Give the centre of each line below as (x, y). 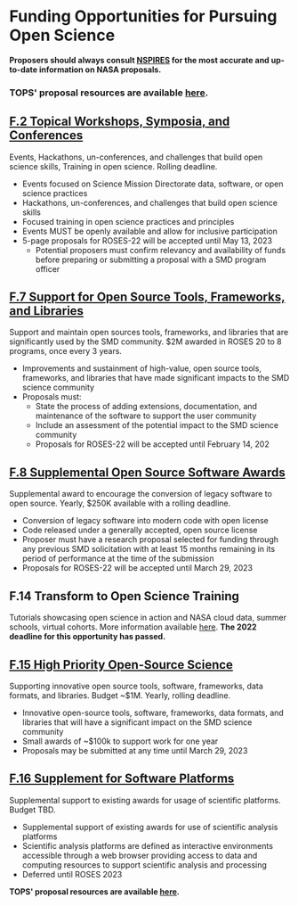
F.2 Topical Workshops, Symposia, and (120, 122)
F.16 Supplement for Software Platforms (122, 779)
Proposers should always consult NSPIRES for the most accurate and (139, 60)
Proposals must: (52, 397)
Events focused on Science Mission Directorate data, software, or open (153, 184)
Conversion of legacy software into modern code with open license (145, 521)
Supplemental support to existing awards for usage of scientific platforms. (145, 800)
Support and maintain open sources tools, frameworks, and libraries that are (149, 333)
